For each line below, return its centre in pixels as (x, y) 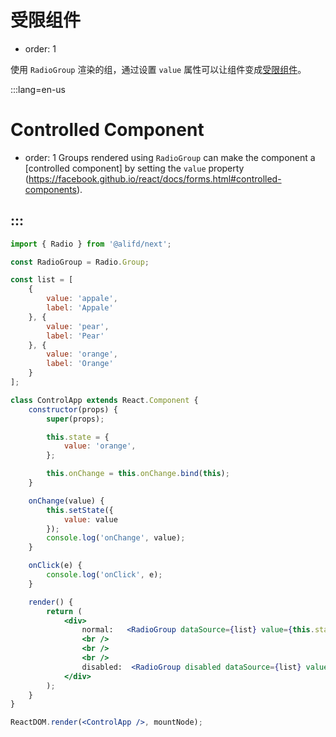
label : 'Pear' (75, 336)
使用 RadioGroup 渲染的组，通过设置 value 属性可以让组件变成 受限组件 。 (158, 69)
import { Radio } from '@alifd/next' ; (91, 244)
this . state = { (78, 437)
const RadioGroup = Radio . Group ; (80, 262)
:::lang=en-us (38, 89)
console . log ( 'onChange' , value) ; (116, 538)
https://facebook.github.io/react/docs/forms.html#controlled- (155, 178)
